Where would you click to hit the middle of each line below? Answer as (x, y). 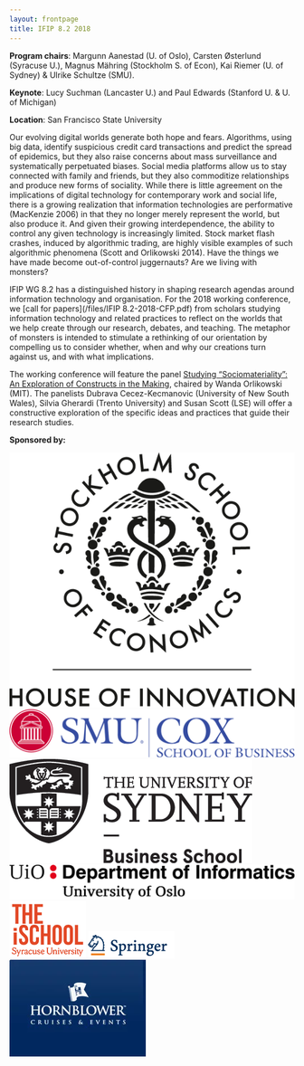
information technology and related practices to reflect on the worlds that (146, 318)
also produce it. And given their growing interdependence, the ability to (142, 224)
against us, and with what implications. (81, 357)
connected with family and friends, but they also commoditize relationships (149, 176)
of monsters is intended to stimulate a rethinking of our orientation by (138, 337)
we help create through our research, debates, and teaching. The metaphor (150, 328)
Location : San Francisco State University (86, 119)
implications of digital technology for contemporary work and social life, (143, 195)
